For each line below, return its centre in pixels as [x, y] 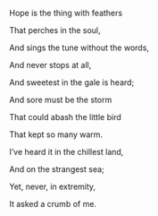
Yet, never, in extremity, [53, 186]
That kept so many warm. [56, 134]
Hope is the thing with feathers [66, 13]
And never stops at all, [50, 65]
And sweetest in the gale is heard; [72, 82]
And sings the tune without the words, [79, 48]
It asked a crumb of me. [53, 204]
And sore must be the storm [61, 99]
